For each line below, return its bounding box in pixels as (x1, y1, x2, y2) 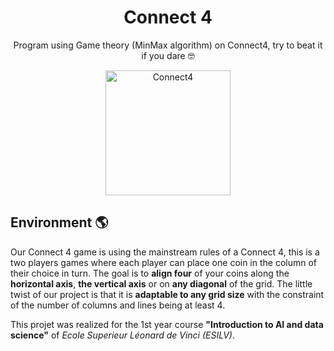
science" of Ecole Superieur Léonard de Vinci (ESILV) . (10, 329, 235, 341)
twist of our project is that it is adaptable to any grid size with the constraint (10, 288, 325, 300)
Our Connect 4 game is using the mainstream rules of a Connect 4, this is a (10, 246, 320, 258)
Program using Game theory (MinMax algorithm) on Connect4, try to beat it (13, 39, 323, 51)
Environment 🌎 (10, 214, 109, 231)
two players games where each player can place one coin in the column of (10, 256, 318, 268)
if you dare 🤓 (141, 49, 195, 61)
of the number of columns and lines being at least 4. (10, 299, 226, 311)
